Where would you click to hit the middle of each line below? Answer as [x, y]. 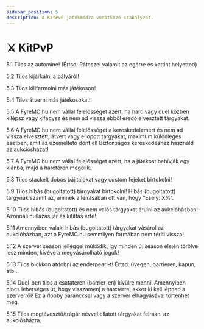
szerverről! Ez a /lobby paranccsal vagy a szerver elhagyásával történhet [98, 295]
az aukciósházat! [27, 149]
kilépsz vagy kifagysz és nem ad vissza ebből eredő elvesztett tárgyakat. [98, 118]
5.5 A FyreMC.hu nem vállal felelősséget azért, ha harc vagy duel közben [98, 112]
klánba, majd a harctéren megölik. [49, 168]
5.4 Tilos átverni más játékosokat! [49, 100]
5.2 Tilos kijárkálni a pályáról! [43, 76]
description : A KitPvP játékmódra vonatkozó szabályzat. [80, 18]
